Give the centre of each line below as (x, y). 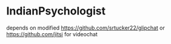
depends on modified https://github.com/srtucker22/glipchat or (85, 28)
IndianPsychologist (56, 11)
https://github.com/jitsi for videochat (52, 34)
